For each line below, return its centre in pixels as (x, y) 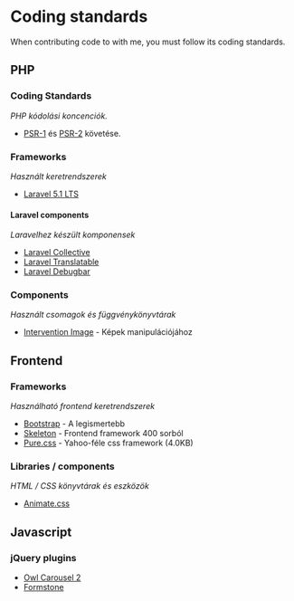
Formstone (43, 587)
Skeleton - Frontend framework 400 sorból (103, 434)
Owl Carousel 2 (52, 577)
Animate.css (47, 503)
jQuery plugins (43, 558)
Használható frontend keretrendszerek (83, 406)
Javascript (41, 532)
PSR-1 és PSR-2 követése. (72, 133)
